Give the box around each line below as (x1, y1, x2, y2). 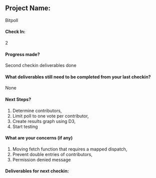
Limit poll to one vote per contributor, (12, 112, 89, 119)
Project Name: (5, 4, 51, 12)
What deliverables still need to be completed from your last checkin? (5, 73, 151, 79)
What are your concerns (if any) (5, 135, 73, 141)
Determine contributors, (12, 107, 62, 113)
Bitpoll (5, 17, 18, 23)
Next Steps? (5, 96, 31, 102)
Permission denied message (12, 156, 71, 162)
